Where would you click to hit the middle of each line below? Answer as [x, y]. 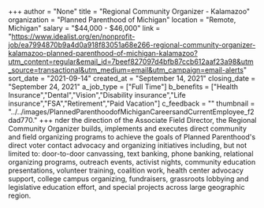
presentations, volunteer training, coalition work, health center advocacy [126, 170]
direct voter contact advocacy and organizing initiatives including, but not [127, 145]
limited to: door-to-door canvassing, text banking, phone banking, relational [131, 154]
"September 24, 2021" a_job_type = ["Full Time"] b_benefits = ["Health [123, 87]
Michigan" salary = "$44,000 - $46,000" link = [84, 28]
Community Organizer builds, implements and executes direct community [127, 128]
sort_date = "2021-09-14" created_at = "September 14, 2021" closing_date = [132, 78]
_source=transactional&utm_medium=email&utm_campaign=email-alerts [126, 70]
